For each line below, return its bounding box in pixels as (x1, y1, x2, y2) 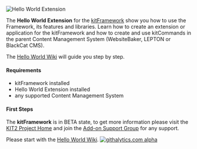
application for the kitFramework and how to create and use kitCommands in (6, 29, 192, 36)
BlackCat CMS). (6, 42, 45, 49)
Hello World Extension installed (14, 86, 91, 93)
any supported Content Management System (14, 92, 124, 99)
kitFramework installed (14, 80, 70, 87)
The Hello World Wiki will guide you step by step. (6, 53, 125, 60)
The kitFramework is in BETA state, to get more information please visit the (6, 118, 189, 126)
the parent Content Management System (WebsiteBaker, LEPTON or (6, 36, 171, 42)
